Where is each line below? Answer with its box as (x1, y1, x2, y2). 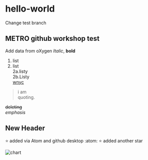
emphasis (5, 109, 26, 115)
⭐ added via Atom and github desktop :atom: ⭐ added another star (5, 137, 143, 144)
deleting (5, 104, 23, 110)
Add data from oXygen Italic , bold (5, 47, 76, 54)
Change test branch (5, 20, 47, 26)
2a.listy (12, 68, 28, 74)
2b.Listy (12, 74, 30, 80)
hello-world (5, 3, 55, 15)
